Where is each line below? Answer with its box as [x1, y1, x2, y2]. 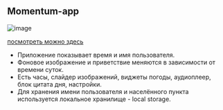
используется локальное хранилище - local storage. [17, 95, 171, 103]
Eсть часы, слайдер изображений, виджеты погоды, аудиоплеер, [17, 73, 211, 81]
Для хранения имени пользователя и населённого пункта [17, 87, 189, 95]
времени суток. [17, 65, 64, 73]
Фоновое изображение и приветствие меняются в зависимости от [17, 58, 216, 66]
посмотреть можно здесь [7, 37, 84, 46]
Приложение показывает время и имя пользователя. [17, 51, 175, 59]
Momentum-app [7, 6, 80, 17]
